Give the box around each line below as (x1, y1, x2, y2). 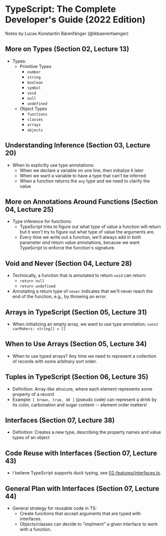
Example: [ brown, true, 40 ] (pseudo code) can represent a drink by (12, 396, 157, 402)
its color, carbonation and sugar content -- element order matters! (12, 401, 147, 408)
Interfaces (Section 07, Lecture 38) (5, 416, 115, 425)
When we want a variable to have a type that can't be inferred (19, 172, 146, 178)
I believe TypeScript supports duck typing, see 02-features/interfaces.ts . (12, 470, 162, 476)
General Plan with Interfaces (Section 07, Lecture (5, 484, 160, 493)
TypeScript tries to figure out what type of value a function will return (19, 224, 161, 230)
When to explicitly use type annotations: (12, 162, 95, 168)
